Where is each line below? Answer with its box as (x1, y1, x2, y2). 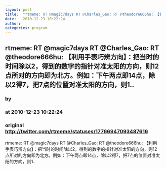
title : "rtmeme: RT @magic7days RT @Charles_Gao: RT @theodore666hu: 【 (5, 12, 160, 17)
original (5, 122, 24, 129)
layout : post (5, 7, 32, 12)
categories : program (5, 26, 48, 31)
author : (5, 21, 21, 26)
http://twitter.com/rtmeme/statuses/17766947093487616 (5, 128, 148, 135)
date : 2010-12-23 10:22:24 (5, 16, 65, 21)
